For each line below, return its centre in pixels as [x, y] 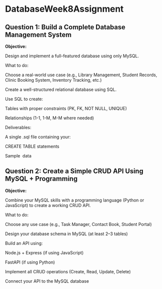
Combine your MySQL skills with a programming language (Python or [75, 200]
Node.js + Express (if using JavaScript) [44, 252]
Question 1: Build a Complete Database [65, 27]
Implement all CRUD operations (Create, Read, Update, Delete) [68, 271]
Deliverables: [18, 127]
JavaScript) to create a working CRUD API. [48, 205]
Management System [38, 34]
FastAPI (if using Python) [30, 262]
